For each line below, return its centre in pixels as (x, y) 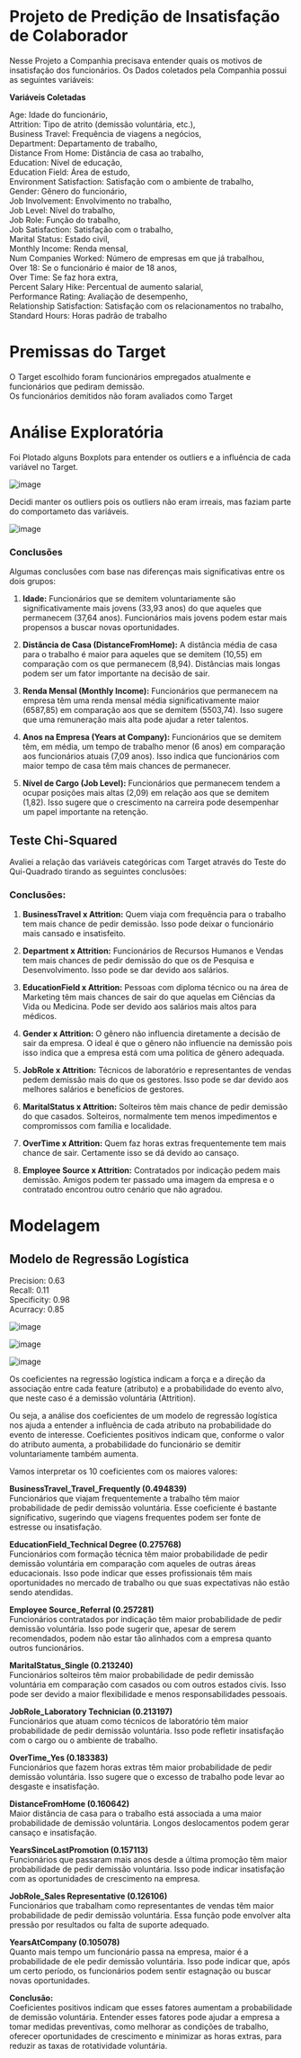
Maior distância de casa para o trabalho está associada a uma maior (136, 1814)
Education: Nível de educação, (66, 162)
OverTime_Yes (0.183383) (59, 1758)
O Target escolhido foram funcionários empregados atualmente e (130, 376)
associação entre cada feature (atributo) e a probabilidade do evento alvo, (147, 1389)
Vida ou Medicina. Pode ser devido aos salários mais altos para (140, 1006)
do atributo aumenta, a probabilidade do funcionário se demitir (125, 1444)
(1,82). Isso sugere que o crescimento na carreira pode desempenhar (150, 802)
